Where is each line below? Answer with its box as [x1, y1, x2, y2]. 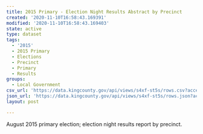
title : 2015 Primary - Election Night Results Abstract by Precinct [6, 8, 182, 15]
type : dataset [6, 31, 42, 37]
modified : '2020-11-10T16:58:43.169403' [6, 20, 110, 26]
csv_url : [6, 88, 28, 94]
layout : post [6, 98, 39, 104]
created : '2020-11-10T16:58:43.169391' [6, 14, 107, 21]
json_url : [6, 93, 31, 99]
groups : [6, 76, 26, 82]
